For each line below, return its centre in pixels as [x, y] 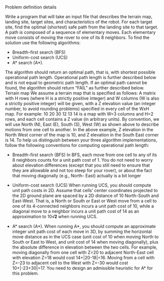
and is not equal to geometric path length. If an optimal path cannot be [76, 83]
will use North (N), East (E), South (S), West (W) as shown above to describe [82, 124]
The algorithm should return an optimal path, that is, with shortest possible [80, 72]
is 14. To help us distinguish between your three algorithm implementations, [81, 140]
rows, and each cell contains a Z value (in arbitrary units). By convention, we [82, 119]
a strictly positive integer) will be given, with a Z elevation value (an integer [81, 103]
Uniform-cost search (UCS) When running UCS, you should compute [82, 185]
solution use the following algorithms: [43, 43]
